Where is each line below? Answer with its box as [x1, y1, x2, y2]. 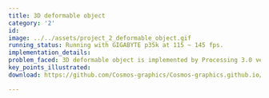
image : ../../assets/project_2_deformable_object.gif [8, 33, 192, 42]
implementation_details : [8, 49, 91, 57]
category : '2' [8, 19, 56, 27]
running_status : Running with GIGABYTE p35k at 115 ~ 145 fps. [8, 41, 224, 49]
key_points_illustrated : [8, 64, 91, 72]
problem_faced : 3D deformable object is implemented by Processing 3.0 [8, 57, 252, 65]
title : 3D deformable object [8, 11, 106, 20]
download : [8, 71, 42, 79]
